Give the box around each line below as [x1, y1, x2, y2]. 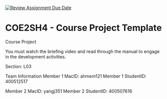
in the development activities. [5, 53, 66, 59]
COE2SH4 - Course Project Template [5, 22, 162, 33]
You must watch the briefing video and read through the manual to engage [5, 48, 160, 54]
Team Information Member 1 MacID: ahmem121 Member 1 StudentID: [5, 73, 147, 79]
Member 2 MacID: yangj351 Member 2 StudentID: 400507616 [5, 88, 132, 94]
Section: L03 [5, 63, 32, 69]
